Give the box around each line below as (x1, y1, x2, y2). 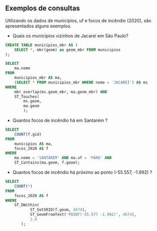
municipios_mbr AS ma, (14, 75, 62, 81)
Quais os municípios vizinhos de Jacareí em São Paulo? (12, 32, 129, 38)
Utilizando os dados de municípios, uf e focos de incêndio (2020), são (5, 17, 151, 23)
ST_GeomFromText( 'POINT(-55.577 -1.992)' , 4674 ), (30, 212, 137, 217)
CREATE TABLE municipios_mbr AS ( (5, 43, 78, 48)
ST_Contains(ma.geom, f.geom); (14, 160, 80, 165)
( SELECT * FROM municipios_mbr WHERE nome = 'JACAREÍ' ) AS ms (14, 80, 148, 85)
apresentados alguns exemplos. (5, 23, 72, 29)
